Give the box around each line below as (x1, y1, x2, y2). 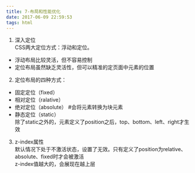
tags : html (6, 19, 33, 25)
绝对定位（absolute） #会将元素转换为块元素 (14, 104, 124, 111)
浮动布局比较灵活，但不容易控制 (14, 57, 92, 64)
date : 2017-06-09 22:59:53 (6, 14, 72, 20)
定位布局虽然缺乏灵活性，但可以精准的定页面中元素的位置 (14, 64, 154, 71)
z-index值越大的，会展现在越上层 (14, 161, 95, 168)
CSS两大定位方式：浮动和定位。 (14, 44, 92, 51)
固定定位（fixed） (14, 89, 58, 96)
